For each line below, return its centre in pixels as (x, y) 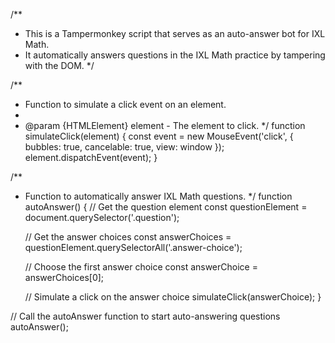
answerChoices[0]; (64, 277)
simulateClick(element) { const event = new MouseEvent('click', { (159, 136)
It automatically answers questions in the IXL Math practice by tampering (175, 55)
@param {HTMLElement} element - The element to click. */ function (165, 125)
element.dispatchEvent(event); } (91, 157)
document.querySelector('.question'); (102, 217)
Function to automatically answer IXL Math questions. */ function (158, 196)
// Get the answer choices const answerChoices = (128, 237)
